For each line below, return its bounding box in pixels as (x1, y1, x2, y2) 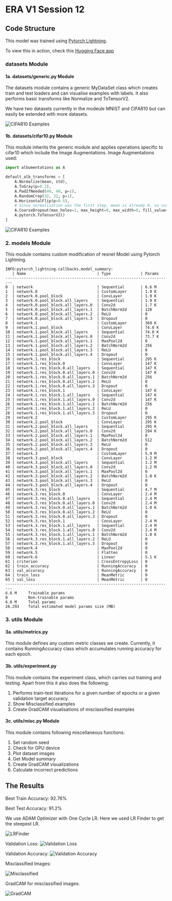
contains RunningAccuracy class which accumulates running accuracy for (5, 645, 162, 652)
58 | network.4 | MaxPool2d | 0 (5, 546, 147, 551)
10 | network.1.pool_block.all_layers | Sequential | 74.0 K (5, 330, 159, 335)
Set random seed (12, 739, 50, 745)
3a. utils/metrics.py (5, 628, 48, 635)
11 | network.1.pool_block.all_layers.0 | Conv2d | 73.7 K (5, 334, 159, 339)
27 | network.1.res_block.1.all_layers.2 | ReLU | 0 (5, 406, 147, 411)
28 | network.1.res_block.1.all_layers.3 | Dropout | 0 (5, 410, 147, 416)
